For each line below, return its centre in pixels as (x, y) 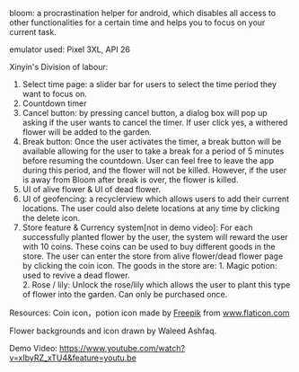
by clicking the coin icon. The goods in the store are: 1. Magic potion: (149, 266)
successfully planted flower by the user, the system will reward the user (155, 237)
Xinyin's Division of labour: (59, 67)
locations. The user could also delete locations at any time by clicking (151, 208)
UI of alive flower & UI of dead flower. (92, 189)
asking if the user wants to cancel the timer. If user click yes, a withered (155, 122)
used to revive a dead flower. (76, 275)
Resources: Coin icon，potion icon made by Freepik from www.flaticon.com (149, 313)
